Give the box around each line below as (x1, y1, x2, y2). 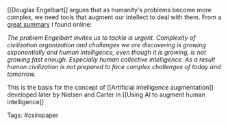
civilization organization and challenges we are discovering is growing (7, 41, 207, 49)
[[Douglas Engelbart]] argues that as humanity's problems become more (7, 6, 212, 14)
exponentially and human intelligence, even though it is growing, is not (7, 48, 207, 56)
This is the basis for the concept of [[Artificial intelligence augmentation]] (7, 84, 214, 91)
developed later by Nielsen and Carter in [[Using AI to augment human (7, 90, 205, 99)
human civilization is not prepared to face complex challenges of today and (7, 63, 221, 71)
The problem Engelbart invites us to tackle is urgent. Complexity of (7, 34, 197, 42)
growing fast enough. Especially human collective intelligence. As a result (7, 55, 216, 64)
